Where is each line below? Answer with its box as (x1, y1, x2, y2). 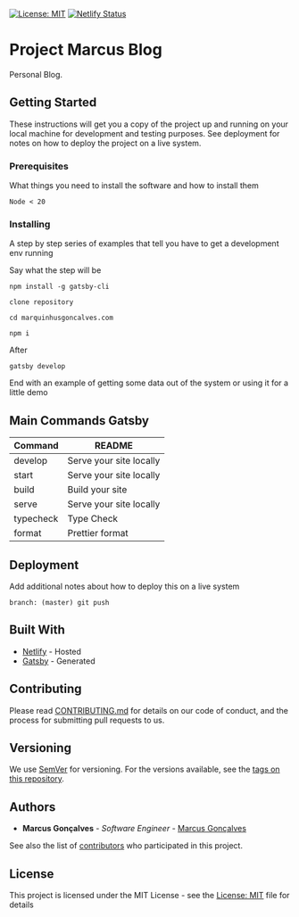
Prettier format (67, 527, 129, 540)
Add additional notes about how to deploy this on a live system (9, 581, 240, 591)
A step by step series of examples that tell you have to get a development (9, 238, 279, 249)
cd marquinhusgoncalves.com (9, 313, 114, 323)
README (94, 440, 134, 452)
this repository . (9, 773, 65, 784)
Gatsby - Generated (21, 656, 96, 666)
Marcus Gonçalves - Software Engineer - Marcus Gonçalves (21, 823, 247, 834)
